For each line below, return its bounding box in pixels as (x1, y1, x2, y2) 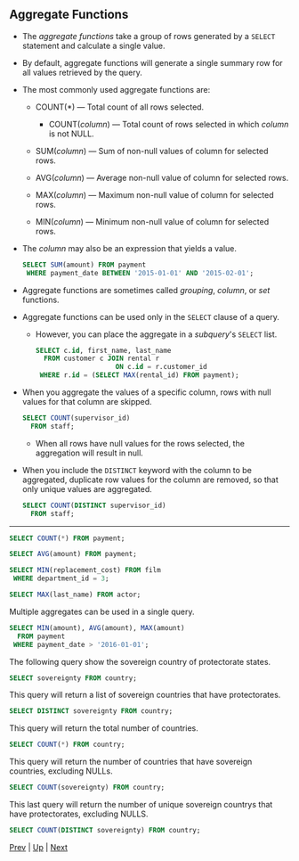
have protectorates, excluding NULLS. (9, 808, 149, 819)
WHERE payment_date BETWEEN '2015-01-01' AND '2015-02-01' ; (26, 268, 255, 277)
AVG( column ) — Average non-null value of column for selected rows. (35, 172, 289, 183)
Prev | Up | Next (9, 841, 69, 852)
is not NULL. (48, 128, 95, 139)
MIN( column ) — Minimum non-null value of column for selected (35, 216, 270, 226)
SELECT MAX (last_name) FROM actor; (9, 590, 141, 600)
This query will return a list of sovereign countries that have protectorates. (9, 690, 281, 701)
